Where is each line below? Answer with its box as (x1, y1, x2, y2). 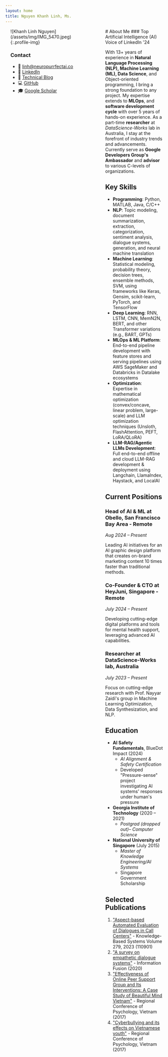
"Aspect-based (113, 917, 145, 923)
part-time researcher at (105, 119, 155, 125)
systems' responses (120, 789, 163, 795)
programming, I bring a (105, 82, 154, 88)
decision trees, (113, 272, 144, 278)
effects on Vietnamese (113, 1025, 160, 1031)
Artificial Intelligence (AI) (105, 34, 157, 40)
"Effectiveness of (113, 971, 149, 977)
